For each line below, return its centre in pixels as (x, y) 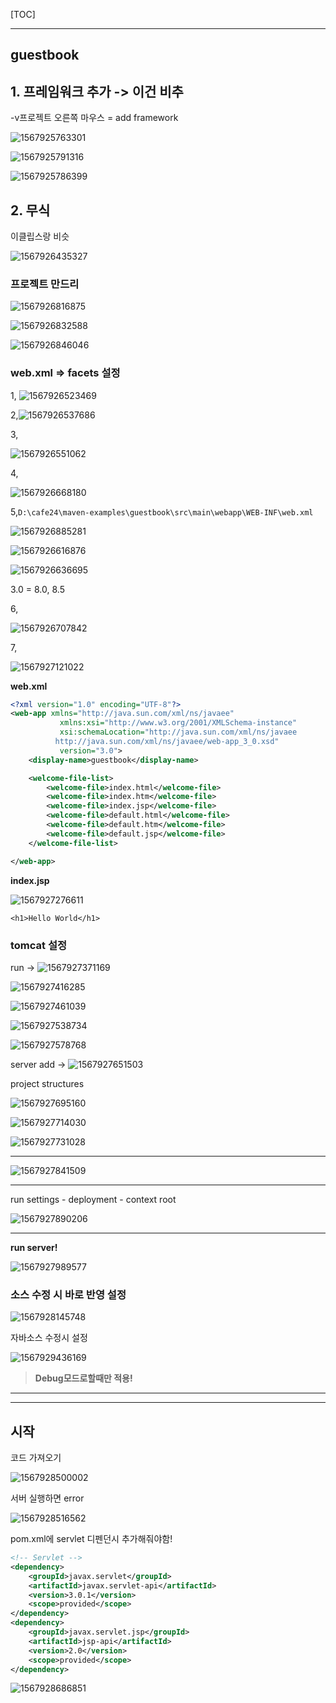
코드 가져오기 (36, 1458)
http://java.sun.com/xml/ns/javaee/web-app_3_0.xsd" (167, 742)
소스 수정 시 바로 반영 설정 (68, 1294)
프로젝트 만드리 (45, 284)
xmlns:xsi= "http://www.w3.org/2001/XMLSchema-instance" (178, 723)
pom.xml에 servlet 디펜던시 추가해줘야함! (91, 1539)
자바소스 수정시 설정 (49, 1338)
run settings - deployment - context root (93, 1199)
